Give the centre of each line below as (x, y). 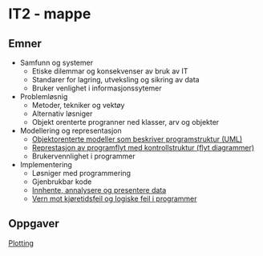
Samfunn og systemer (57, 62)
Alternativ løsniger (62, 114)
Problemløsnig (44, 96)
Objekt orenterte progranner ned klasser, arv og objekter (125, 122)
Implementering (46, 164)
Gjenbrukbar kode (62, 182)
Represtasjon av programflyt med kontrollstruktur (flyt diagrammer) (143, 148)
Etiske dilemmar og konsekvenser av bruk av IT (110, 71)
